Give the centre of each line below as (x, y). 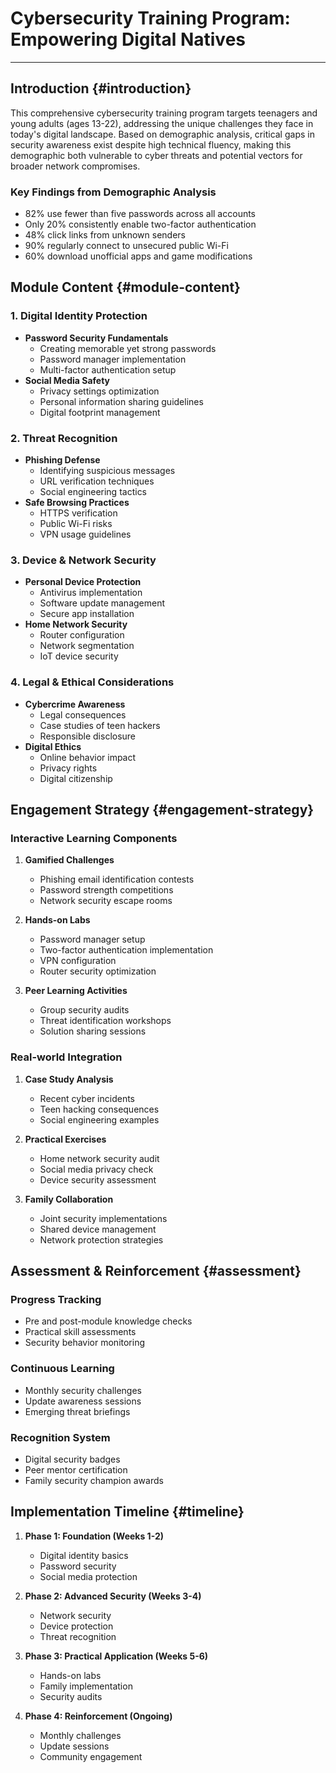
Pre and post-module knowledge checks (108, 1321)
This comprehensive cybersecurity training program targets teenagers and (164, 113)
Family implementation (86, 1686)
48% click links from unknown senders (105, 235)
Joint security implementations (103, 1218)
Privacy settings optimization (99, 391)
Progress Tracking (56, 1299)
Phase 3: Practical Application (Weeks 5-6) (116, 1656)
